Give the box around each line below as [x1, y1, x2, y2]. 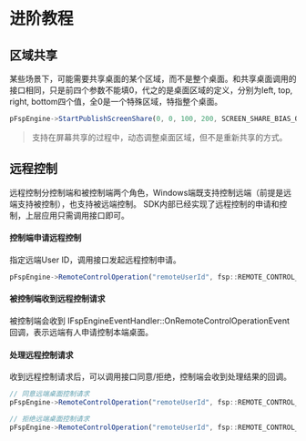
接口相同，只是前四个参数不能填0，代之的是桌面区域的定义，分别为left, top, [9, 85, 293, 96]
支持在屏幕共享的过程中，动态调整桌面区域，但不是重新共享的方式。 [31, 131, 288, 142]
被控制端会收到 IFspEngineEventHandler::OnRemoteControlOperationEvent [9, 315, 290, 326]
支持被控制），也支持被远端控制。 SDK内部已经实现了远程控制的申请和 [16, 198, 280, 210]
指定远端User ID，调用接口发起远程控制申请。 [9, 254, 182, 265]
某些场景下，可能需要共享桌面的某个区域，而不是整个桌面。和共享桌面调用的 [9, 74, 297, 84]
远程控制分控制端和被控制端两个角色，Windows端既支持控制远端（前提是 [9, 187, 284, 198]
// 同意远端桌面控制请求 [9, 389, 90, 399]
